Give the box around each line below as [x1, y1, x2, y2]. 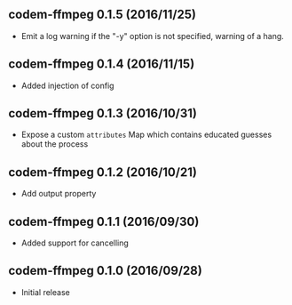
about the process [20, 139, 89, 149]
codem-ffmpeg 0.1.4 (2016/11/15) [8, 57, 195, 72]
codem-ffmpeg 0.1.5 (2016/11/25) [8, 7, 197, 22]
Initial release [20, 286, 70, 297]
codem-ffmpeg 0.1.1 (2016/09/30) [8, 213, 200, 229]
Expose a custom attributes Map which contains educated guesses [20, 129, 272, 140]
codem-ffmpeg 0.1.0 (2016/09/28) [8, 263, 203, 278]
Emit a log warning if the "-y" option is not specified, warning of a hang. [20, 30, 285, 41]
